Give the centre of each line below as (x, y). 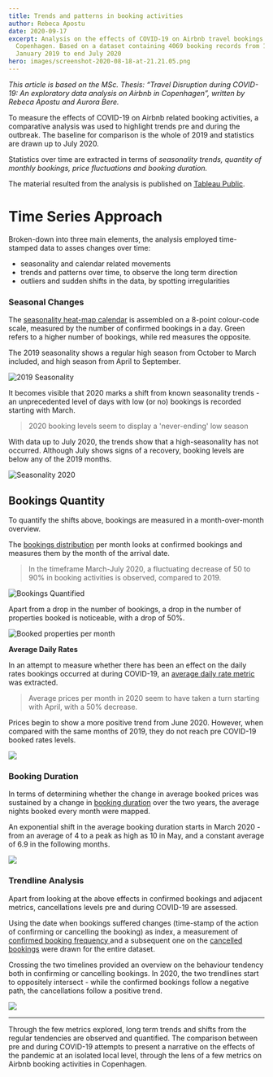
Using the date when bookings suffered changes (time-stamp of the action (133, 923)
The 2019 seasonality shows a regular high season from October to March (132, 353)
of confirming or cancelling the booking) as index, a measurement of (123, 931)
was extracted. (33, 682)
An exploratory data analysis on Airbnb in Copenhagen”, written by (132, 93)
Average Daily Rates (43, 649)
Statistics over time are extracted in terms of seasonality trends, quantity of (135, 159)
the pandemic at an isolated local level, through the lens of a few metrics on (135, 1055)
